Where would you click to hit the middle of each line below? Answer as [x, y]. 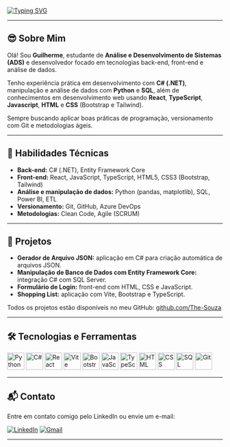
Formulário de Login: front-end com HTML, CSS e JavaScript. [105, 287]
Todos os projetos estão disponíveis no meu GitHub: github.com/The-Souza [114, 308]
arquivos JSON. [39, 265]
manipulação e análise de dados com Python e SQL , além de [93, 90]
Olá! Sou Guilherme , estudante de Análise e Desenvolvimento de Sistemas [114, 55]
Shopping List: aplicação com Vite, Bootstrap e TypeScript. [101, 294]
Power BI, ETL [37, 199]
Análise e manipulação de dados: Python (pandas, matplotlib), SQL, [114, 191]
